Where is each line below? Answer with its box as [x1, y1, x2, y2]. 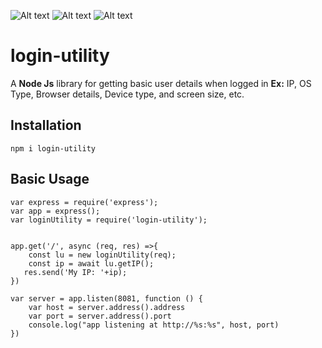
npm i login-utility [10, 143, 97, 154]
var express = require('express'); [10, 197, 159, 207]
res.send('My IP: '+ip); [23, 267, 128, 277]
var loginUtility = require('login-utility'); [10, 215, 208, 225]
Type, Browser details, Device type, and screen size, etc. [10, 88, 245, 100]
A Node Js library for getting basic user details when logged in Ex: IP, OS [10, 77, 312, 89]
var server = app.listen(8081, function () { [10, 293, 203, 304]
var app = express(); [10, 206, 101, 216]
